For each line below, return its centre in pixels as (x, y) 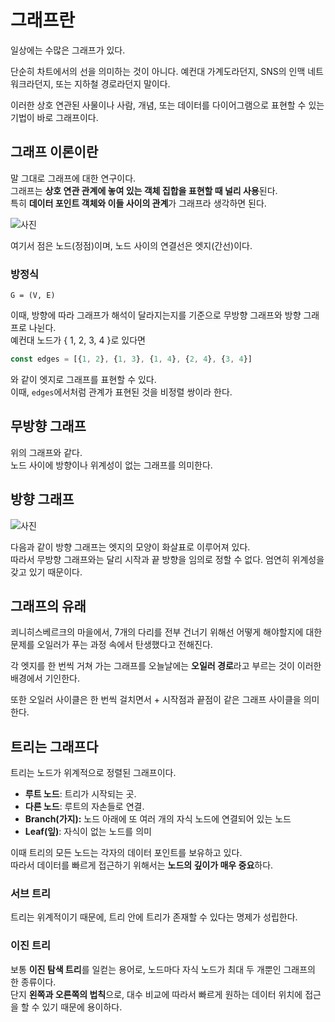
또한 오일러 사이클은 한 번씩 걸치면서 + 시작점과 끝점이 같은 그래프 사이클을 (156, 700)
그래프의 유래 (48, 606)
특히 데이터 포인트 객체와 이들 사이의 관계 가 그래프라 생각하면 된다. (138, 203)
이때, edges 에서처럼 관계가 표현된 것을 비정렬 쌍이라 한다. (121, 392)
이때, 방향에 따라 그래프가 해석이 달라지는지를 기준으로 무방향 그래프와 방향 (156, 315)
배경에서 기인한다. (45, 678)
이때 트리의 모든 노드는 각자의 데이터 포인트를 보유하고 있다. (126, 853)
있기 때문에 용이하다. (82, 1007)
